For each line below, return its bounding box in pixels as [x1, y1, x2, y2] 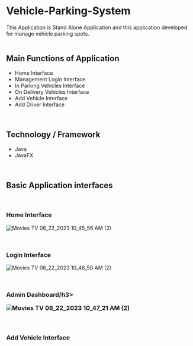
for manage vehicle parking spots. [6, 30, 90, 37]
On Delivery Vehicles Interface [14, 88, 89, 96]
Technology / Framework [6, 129, 101, 140]
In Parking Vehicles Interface [14, 82, 85, 89]
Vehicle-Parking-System [6, 4, 131, 18]
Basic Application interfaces [6, 180, 113, 191]
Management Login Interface [14, 75, 86, 82]
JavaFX [14, 151, 34, 158]
